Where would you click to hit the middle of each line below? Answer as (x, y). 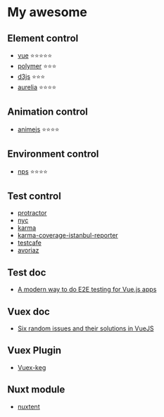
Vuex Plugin (34, 351)
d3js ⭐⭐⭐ (31, 77)
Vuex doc (29, 311)
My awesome (48, 12)
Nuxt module (36, 390)
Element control (43, 38)
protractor (32, 213)
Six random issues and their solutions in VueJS (86, 328)
